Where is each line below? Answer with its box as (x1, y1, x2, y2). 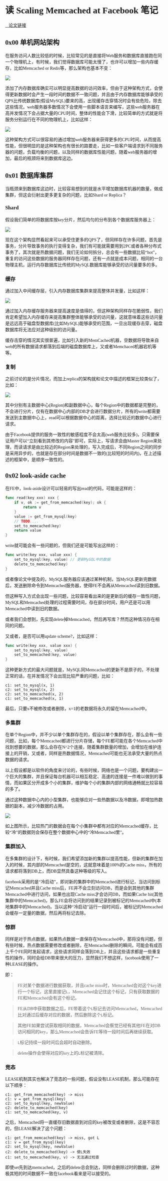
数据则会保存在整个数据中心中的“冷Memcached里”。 (22, 830, 126, 835)
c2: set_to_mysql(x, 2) (5, 687, 55, 692)
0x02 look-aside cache (5, 471, 66, 480)
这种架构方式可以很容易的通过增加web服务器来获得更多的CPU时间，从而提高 (5, 137, 161, 142)
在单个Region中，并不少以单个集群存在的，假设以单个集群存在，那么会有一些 (5, 732, 162, 738)
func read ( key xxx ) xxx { (5, 496, 59, 501)
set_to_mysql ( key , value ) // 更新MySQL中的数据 (14, 557, 111, 562)
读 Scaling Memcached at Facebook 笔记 (5, 6, 158, 16)
